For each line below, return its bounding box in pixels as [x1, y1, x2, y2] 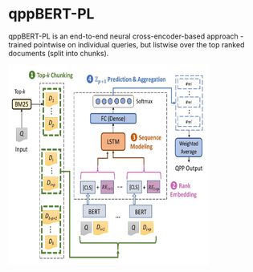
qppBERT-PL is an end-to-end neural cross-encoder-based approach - [8, 31, 244, 41]
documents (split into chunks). [8, 48, 109, 58]
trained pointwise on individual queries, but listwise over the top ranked [8, 39, 245, 49]
